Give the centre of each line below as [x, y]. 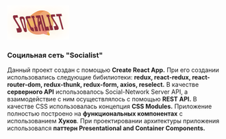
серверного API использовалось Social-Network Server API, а [98, 92]
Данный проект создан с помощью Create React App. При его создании [113, 70]
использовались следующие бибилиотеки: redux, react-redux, [99, 77]
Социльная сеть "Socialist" [55, 55]
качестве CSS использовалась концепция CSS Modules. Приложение [110, 106]
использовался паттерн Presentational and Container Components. [106, 128]
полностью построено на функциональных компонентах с [95, 114]
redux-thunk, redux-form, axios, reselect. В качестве [121, 85]
